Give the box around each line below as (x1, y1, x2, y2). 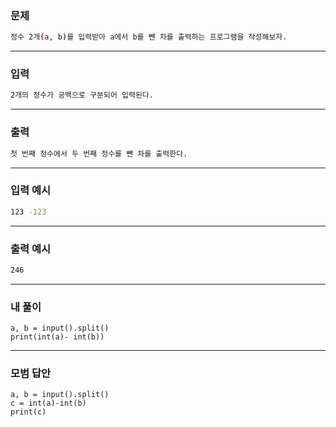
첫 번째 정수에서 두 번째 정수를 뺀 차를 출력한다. (10, 148, 188, 159)
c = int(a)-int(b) (10, 398, 87, 409)
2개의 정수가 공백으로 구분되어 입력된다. (10, 90, 154, 101)
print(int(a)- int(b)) (10, 332, 105, 342)
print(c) (10, 407, 47, 417)
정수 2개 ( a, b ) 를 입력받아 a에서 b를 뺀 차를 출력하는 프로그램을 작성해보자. (10, 32, 288, 42)
